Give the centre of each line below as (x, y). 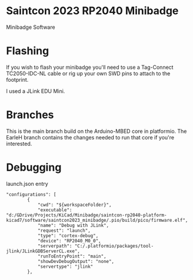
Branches (30, 115)
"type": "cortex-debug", (68, 236)
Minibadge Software (31, 27)
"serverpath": (55, 246)
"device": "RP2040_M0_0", (69, 241)
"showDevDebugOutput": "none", (76, 261)
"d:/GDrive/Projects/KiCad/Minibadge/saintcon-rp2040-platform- (86, 215)
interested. (19, 144)
